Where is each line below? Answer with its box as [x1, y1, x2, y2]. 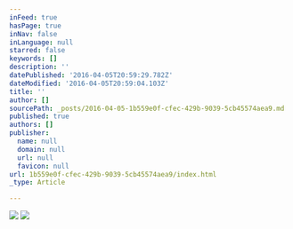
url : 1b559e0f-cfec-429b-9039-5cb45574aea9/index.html [9, 170, 217, 178]
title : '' [9, 87, 46, 96]
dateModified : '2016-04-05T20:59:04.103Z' [9, 79, 169, 88]
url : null [17, 153, 53, 162]
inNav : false [9, 29, 58, 38]
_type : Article [9, 178, 66, 187]
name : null [17, 137, 58, 146]
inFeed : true [9, 12, 58, 22]
